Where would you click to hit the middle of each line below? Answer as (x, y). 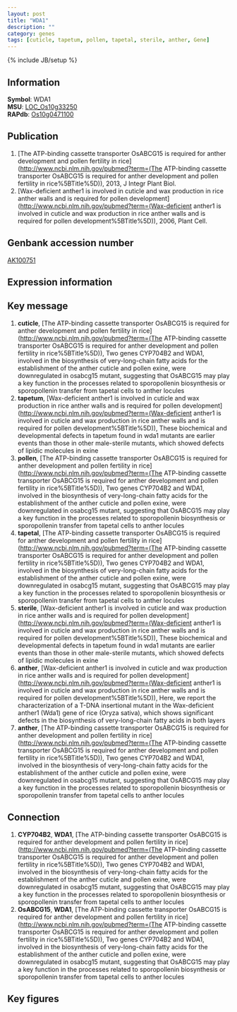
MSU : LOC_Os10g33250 (42, 106)
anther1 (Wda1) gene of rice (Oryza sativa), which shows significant (115, 712)
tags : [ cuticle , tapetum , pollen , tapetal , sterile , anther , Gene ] (109, 40)
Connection (34, 818)
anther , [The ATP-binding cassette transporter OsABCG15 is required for (123, 728)
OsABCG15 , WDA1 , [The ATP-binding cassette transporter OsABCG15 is (122, 909)
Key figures (33, 999)
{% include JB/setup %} (42, 60)
